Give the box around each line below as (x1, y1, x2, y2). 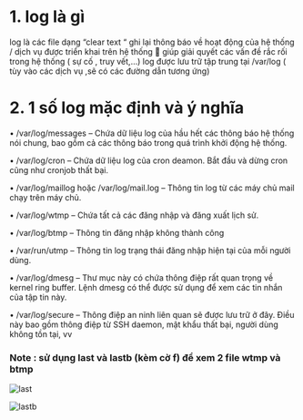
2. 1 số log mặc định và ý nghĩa (9, 97, 244, 118)
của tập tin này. (9, 292, 67, 302)
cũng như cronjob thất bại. (9, 164, 109, 175)
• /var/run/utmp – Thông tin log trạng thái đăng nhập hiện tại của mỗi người (9, 244, 291, 256)
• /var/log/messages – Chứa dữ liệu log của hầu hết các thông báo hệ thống (9, 128, 295, 138)
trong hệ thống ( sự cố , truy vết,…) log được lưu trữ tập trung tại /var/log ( (9, 56, 287, 67)
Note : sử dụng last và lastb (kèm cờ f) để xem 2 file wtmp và (9, 351, 281, 364)
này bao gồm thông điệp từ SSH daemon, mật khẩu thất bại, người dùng (9, 319, 279, 330)
